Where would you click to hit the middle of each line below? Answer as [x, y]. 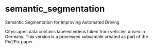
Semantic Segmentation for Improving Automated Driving [62, 22]
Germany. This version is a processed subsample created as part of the [76, 37]
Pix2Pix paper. [19, 41]
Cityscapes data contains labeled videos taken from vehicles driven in [75, 31]
